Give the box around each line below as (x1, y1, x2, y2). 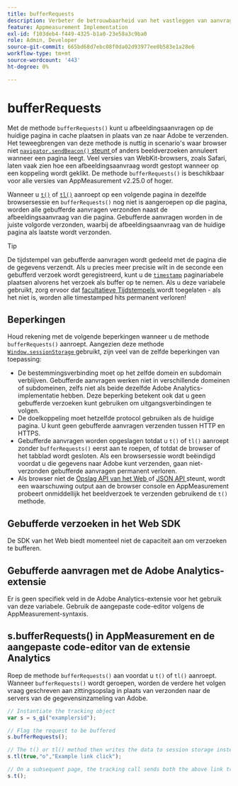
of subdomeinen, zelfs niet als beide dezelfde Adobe (17, 384, 172, 393)
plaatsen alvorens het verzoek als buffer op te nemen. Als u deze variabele (7, 278, 225, 286)
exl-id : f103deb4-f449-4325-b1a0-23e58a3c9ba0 (7, 30, 147, 38)
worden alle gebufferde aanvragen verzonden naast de (7, 205, 168, 214)
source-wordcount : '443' (7, 57, 81, 64)
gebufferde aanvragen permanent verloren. (50, 466, 177, 476)
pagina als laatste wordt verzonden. (7, 228, 112, 236)
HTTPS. (17, 429, 41, 437)
